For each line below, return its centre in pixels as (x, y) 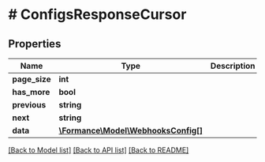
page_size (32, 79)
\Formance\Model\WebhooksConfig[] (131, 130)
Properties (35, 44)
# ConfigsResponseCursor (97, 15)
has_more (31, 92)
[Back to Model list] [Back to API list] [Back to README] (99, 150)
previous (29, 105)
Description (233, 66)
